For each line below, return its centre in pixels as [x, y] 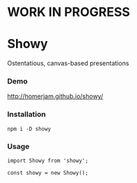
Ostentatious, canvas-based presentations [68, 63]
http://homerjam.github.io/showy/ [55, 96]
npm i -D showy [29, 129]
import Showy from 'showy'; [48, 161]
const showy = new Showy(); [48, 173]
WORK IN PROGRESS [69, 12]
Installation [27, 114]
